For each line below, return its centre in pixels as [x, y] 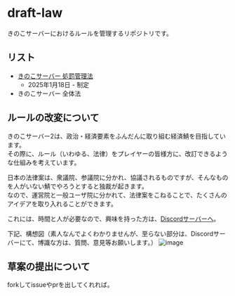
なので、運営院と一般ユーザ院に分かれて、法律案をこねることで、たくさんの [117, 195]
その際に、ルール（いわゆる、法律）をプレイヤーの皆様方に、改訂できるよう [117, 153]
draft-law [35, 13]
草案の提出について [49, 266]
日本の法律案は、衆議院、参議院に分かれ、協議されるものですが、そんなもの [118, 177]
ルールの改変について [53, 118]
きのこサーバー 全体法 [49, 94]
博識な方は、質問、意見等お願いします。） [97, 242]
